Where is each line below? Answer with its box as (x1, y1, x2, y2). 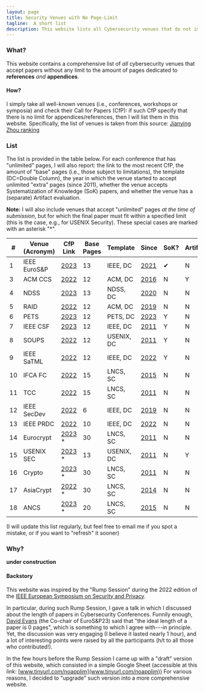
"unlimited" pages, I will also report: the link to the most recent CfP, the (6, 162, 184, 169)
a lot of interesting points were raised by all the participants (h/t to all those (6, 636, 194, 644)
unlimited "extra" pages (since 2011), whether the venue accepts (6, 181, 168, 189)
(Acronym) (23, 247, 56, 256)
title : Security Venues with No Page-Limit (6, 15, 118, 21)
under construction (6, 558, 56, 566)
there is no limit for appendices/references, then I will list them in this (6, 113, 179, 121)
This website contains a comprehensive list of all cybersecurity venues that (6, 60, 195, 67)
